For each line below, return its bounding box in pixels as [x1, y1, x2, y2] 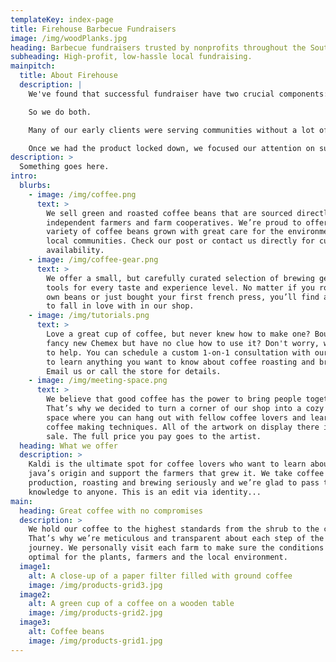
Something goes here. [19, 162, 110, 172]
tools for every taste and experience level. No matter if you [46, 282, 315, 293]
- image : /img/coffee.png [28, 189, 137, 200]
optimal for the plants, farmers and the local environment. [28, 552, 288, 562]
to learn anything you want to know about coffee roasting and [46, 357, 315, 367]
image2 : [19, 589, 52, 600]
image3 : [19, 617, 52, 628]
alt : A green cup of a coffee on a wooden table [28, 599, 235, 609]
